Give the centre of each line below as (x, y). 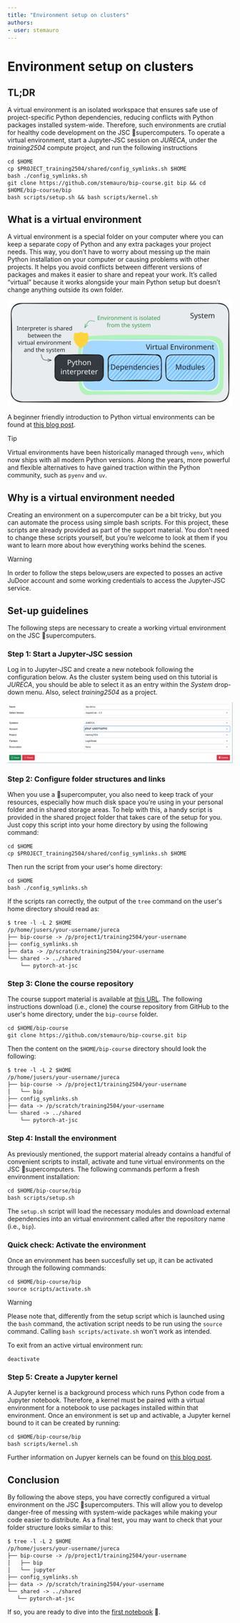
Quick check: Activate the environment (77, 1245)
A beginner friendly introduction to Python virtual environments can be (111, 417)
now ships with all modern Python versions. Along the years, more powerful (119, 460)
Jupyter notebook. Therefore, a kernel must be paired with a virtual (106, 1400)
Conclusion (34, 1480)
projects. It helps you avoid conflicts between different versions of (105, 267)
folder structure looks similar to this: (60, 1527)
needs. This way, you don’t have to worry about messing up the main (109, 252)
